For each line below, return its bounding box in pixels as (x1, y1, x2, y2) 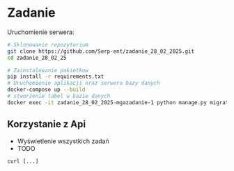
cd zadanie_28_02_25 (7, 54, 68, 61)
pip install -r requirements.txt (7, 73, 104, 81)
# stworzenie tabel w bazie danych (7, 92, 111, 100)
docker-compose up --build (7, 86, 86, 93)
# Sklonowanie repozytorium (7, 41, 89, 48)
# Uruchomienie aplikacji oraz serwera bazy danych (7, 80, 160, 87)
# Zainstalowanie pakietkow (7, 67, 89, 74)
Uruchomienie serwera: (7, 28, 75, 36)
